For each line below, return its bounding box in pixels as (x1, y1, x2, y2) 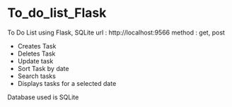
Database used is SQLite (7, 93, 79, 101)
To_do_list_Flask (7, 5, 107, 21)
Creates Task (17, 42, 57, 50)
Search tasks (17, 72, 57, 80)
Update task (17, 56, 54, 65)
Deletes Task (17, 49, 56, 58)
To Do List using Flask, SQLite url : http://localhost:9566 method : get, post (7, 28, 225, 37)
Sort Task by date (17, 64, 69, 73)
